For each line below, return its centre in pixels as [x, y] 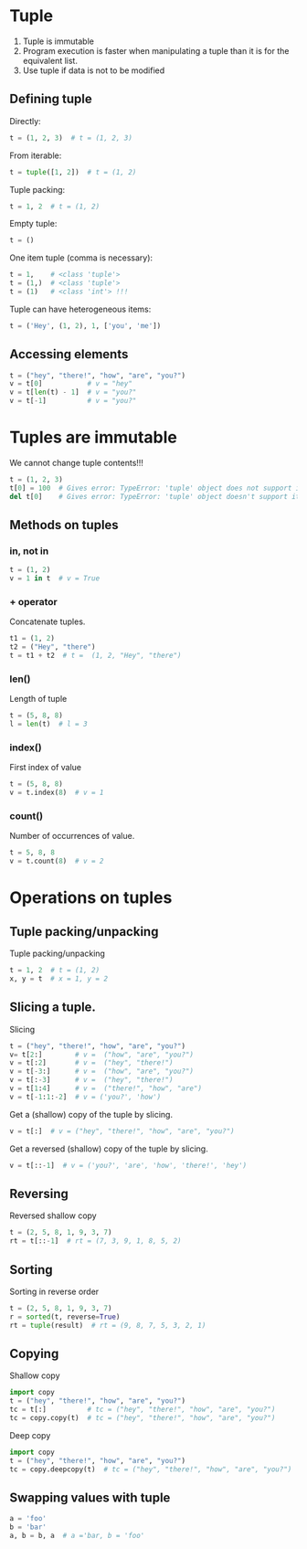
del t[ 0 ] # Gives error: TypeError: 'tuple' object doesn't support [148, 496]
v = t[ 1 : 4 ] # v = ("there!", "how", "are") [106, 1088]
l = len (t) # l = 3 [49, 724]
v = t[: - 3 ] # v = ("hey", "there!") [91, 1080]
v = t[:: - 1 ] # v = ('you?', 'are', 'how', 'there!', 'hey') [128, 1165]
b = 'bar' [28, 1527]
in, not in [29, 551]
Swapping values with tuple [90, 1497]
